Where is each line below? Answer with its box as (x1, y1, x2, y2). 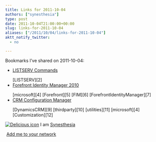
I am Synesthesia (40, 121, 76, 127)
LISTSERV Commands (12, 67, 58, 73)
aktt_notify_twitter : (5, 35, 50, 40)
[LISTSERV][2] (12, 76, 42, 82)
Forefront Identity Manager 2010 (12, 82, 79, 88)
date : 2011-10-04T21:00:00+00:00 (5, 21, 75, 26)
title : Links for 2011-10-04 (5, 7, 66, 12)
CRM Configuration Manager (12, 97, 72, 103)
